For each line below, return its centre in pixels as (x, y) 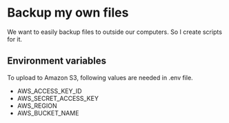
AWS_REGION (37, 106)
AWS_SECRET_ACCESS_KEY (58, 98)
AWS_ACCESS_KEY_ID (49, 91)
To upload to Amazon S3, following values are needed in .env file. (100, 77)
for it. (15, 39)
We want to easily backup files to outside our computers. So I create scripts (115, 32)
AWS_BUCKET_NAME (48, 113)
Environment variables (57, 61)
